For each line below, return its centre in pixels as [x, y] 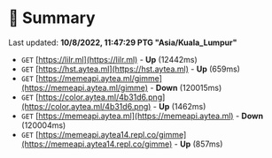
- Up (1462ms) [179, 106]
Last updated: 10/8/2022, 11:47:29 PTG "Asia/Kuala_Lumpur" [123, 42]
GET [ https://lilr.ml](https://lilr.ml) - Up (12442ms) [109, 59]
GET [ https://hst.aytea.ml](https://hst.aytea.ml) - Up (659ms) [131, 69]
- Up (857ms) [198, 144]
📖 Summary [52, 18]
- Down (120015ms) [186, 87]
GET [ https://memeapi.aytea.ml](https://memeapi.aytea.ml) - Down [142, 116]
